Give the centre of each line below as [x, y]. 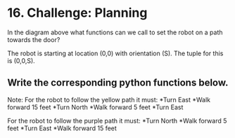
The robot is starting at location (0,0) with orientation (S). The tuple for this [115, 53]
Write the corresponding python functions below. [118, 83]
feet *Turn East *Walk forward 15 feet [62, 128]
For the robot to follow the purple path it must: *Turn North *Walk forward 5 [117, 120]
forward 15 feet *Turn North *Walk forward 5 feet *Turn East [95, 107]
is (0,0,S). [21, 60]
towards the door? [34, 39]
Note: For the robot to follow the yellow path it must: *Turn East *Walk [109, 99]
